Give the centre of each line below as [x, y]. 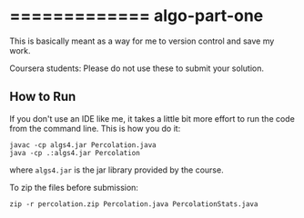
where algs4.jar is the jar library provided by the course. [117, 170]
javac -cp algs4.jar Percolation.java [83, 145]
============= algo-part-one [137, 16]
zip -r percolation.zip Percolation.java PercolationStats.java [134, 204]
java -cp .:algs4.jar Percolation [75, 153]
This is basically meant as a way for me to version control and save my [142, 41]
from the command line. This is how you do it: [95, 128]
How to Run [43, 97]
